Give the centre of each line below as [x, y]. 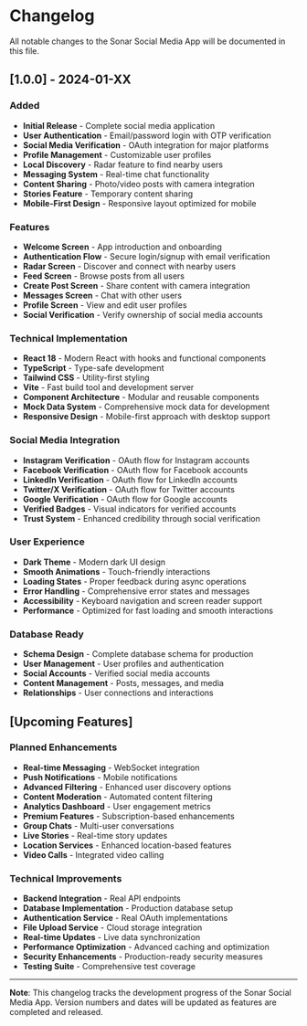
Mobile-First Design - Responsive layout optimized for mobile [139, 203]
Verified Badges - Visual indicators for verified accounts [129, 509]
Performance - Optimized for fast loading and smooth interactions [148, 610]
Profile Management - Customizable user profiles [117, 154]
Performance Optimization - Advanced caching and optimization [146, 947]
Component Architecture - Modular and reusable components [141, 397]
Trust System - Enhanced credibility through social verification [141, 518]
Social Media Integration [65, 440]
